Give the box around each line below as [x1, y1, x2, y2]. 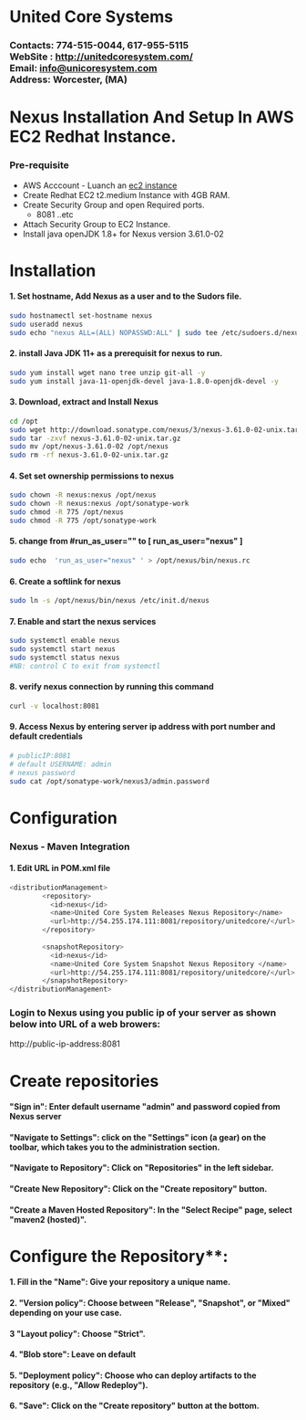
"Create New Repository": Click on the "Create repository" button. [9, 1183, 268, 1194]
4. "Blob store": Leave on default [9, 1349, 137, 1360]
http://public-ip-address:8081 [9, 1038, 121, 1049]
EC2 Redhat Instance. [9, 126, 177, 147]
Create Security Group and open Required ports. [22, 199, 205, 210]
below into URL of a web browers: [9, 1018, 161, 1031]
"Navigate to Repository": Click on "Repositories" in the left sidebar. [9, 1162, 274, 1173]
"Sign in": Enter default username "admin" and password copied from [9, 1101, 280, 1112]
